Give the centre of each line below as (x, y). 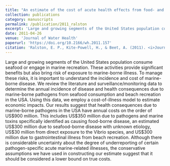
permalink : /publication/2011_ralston (46, 24)
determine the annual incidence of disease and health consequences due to (84, 89)
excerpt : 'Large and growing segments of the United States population (82, 29)
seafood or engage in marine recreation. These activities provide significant (84, 67)
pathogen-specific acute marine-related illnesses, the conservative (75, 148)
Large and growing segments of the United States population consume (79, 62)
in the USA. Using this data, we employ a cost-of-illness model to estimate (83, 100)
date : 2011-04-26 (24, 33)
